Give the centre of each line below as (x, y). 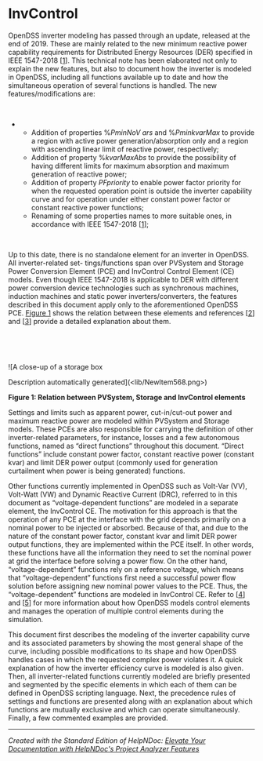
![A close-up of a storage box (56, 366)
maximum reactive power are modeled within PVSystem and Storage (119, 421)
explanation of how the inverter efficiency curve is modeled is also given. (126, 668)
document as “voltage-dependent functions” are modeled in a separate (123, 502)
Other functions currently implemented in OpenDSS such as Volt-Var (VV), (128, 486)
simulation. (26, 619)
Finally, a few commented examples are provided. (88, 718)
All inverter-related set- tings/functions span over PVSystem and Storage (126, 263)
